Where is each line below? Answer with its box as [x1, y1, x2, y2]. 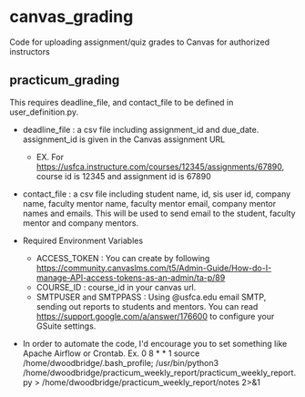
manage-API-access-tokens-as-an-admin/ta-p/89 [36, 271, 226, 283]
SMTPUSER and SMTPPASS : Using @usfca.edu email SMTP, [36, 291, 267, 302]
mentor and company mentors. [22, 217, 139, 229]
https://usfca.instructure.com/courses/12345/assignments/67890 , [36, 161, 285, 172]
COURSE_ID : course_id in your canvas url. [36, 281, 197, 292]
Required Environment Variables [22, 235, 144, 246]
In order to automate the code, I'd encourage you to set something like [22, 338, 288, 349]
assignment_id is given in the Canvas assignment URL [22, 134, 226, 145]
